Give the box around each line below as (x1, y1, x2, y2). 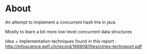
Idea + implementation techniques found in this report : (5, 38, 117, 44)
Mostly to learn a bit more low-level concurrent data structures (5, 28, 132, 34)
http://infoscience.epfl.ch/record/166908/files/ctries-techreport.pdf (5, 43, 142, 49)
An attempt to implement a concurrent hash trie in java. (5, 19, 117, 25)
